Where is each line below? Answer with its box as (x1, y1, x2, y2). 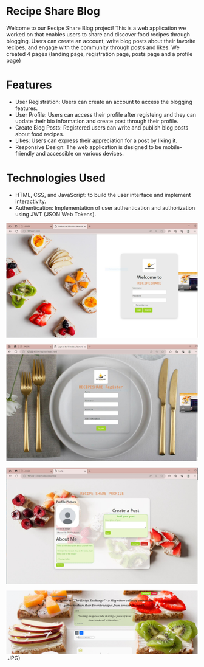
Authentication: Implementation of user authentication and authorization (15, 204, 195, 211)
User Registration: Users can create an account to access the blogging (15, 98, 192, 105)
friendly (15, 150, 35, 157)
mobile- (163, 143, 183, 150)
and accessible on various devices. (36, 150, 124, 157)
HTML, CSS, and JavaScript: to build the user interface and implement (15, 191, 191, 198)
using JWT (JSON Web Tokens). (15, 210, 97, 218)
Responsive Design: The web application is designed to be (15, 143, 162, 150)
